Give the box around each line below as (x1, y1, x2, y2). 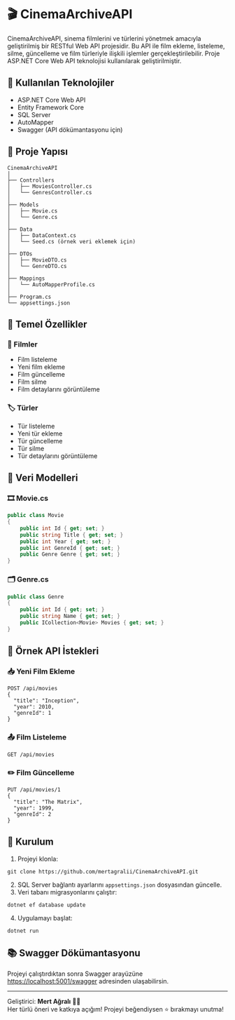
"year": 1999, (13, 805, 55, 812)
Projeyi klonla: (17, 854, 58, 863)
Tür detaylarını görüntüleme (17, 451, 98, 460)
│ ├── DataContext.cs (7, 231, 77, 239)
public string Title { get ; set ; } (20, 531, 124, 538)
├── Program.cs (7, 293, 52, 300)
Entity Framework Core (17, 103, 84, 112)
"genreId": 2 (13, 811, 52, 818)
